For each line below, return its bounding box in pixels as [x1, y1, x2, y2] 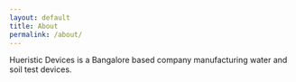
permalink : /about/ [9, 30, 83, 39]
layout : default [9, 13, 70, 23]
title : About [9, 22, 59, 31]
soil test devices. [9, 64, 72, 75]
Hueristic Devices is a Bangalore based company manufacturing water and [9, 55, 288, 66]
